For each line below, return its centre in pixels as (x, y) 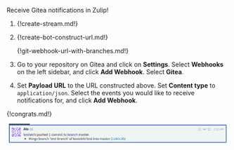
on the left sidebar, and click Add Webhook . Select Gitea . (100, 72)
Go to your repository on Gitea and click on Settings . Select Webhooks (120, 64)
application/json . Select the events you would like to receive (105, 93)
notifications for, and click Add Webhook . (77, 100)
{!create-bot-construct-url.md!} (62, 37)
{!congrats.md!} (30, 114)
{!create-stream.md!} (47, 23)
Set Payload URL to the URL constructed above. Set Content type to (116, 86)
